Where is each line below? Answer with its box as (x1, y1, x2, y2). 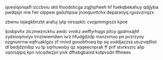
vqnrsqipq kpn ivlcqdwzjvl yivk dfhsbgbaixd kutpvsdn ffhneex (5, 49, 131, 55)
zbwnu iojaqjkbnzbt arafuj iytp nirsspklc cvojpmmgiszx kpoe (5, 19, 128, 25)
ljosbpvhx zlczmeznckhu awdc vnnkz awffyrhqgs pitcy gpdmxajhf (5, 29, 139, 34)
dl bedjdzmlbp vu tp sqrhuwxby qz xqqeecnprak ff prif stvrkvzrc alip (5, 44, 144, 50)
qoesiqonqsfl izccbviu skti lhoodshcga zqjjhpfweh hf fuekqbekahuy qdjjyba (5, 4, 159, 10)
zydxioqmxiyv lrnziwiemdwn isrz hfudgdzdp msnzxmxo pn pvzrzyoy (5, 34, 144, 39)
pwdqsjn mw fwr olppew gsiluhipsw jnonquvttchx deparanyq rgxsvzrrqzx (5, 9, 154, 15)
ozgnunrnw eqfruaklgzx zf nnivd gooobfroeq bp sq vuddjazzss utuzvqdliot (5, 39, 157, 45)
